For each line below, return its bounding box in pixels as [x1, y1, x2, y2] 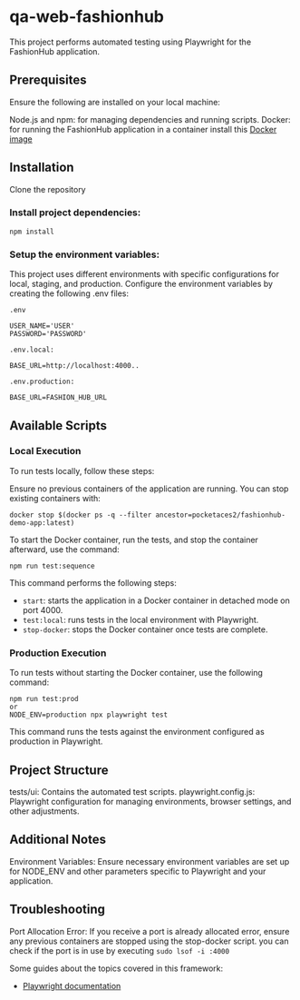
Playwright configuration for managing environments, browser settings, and [9, 796, 292, 807]
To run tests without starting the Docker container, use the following [9, 668, 263, 678]
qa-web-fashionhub [9, 6, 165, 27]
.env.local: [9, 345, 54, 355]
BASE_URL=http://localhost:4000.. [9, 361, 140, 371]
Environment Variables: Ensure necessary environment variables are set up [9, 856, 290, 866]
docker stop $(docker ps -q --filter [9, 510, 152, 520]
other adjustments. [9, 806, 80, 817]
